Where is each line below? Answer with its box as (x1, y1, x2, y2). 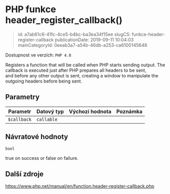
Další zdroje (5, 170, 44, 178)
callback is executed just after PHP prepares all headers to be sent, (5, 67, 147, 73)
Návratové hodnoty (5, 132, 68, 141)
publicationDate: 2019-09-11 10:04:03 (55, 37, 134, 43)
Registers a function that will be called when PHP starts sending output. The (5, 62, 165, 68)
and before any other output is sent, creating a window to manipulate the (5, 72, 158, 78)
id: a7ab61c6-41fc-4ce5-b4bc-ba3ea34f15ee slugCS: (17, 31, 131, 37)
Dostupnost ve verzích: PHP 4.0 (5, 52, 71, 58)
